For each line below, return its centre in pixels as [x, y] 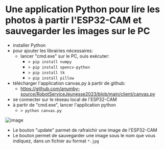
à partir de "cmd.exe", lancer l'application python [64, 105]
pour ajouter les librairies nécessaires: [53, 51]
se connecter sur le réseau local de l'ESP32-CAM [65, 99]
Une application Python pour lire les [82, 9]
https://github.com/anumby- [50, 88]
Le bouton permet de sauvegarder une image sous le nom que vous [84, 135]
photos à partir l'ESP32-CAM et [74, 20]
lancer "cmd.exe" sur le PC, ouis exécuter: [65, 56]
